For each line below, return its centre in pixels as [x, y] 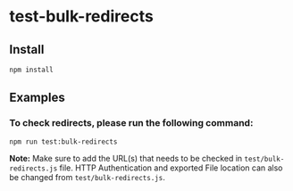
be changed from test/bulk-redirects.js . [87, 178]
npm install [31, 70]
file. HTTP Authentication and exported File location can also [171, 168]
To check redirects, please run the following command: [131, 123]
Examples [37, 98]
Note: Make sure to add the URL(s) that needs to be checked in [126, 159]
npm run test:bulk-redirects [63, 141]
